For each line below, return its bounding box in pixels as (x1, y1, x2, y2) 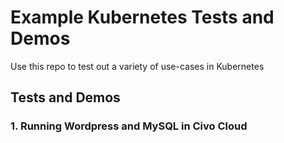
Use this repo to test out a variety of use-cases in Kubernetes (10, 60, 265, 72)
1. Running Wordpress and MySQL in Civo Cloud (10, 119, 248, 133)
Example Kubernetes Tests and (10, 6, 275, 29)
